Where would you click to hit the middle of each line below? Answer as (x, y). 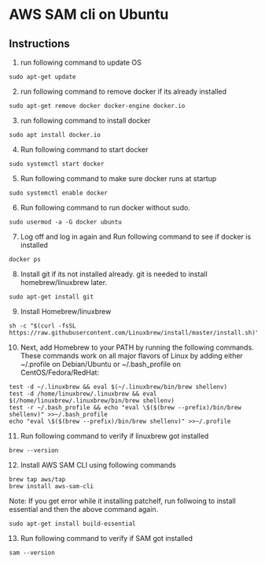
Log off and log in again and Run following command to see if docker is (136, 237)
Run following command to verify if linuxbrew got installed (114, 436)
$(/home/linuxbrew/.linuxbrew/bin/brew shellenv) (92, 401)
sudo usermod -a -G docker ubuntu (66, 222)
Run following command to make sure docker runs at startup (118, 178)
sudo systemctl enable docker (59, 193)
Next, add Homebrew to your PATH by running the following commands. (137, 347)
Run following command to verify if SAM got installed (107, 538)
